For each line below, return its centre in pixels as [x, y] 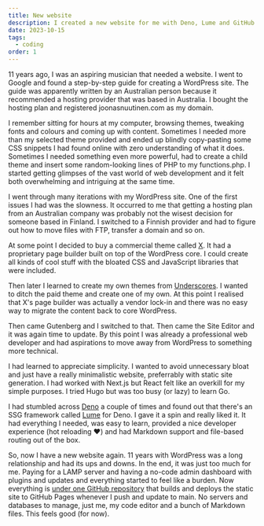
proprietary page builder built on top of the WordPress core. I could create [128, 254]
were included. [32, 270]
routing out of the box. [44, 440]
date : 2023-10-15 [37, 30]
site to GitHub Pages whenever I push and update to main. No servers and [128, 497]
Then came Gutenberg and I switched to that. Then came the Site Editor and [132, 326]
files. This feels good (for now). [59, 513]
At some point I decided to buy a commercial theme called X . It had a [120, 245]
